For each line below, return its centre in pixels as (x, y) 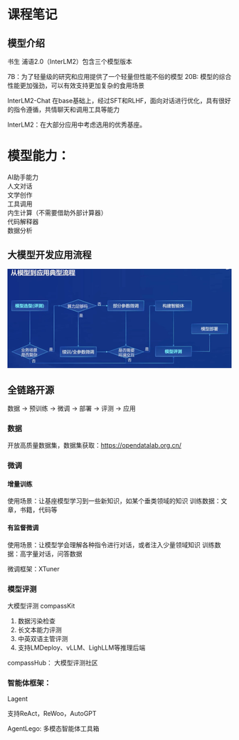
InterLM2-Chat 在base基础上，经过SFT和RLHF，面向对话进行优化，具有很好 (119, 101)
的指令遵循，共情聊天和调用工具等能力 (63, 110)
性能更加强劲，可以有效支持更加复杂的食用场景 (76, 85)
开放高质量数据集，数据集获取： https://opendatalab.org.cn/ (95, 445)
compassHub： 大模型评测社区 (53, 662)
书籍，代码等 (38, 510)
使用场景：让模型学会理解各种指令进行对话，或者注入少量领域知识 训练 (111, 544)
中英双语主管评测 (43, 638)
